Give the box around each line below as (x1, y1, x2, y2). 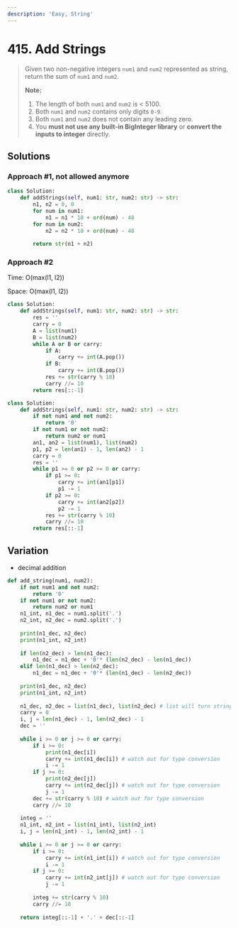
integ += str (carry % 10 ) (33, 894, 110, 901)
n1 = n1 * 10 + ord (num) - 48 (45, 214, 135, 221)
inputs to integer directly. (35, 129, 110, 138)
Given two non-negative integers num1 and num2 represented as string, (24, 65, 229, 73)
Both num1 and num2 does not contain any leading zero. (35, 114, 193, 123)
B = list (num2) (33, 334, 78, 341)
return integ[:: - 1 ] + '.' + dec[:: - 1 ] (20, 914, 135, 921)
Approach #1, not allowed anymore (7, 171, 130, 181)
